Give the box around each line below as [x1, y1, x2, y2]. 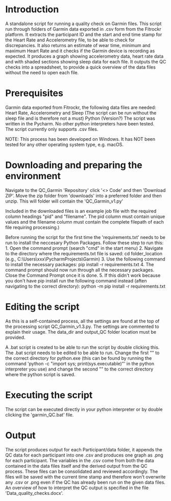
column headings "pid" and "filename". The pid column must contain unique [5, 213, 165, 220]
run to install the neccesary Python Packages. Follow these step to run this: [5, 239, 164, 246]
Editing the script [5, 301, 80, 313]
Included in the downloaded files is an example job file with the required [5, 208, 157, 214]
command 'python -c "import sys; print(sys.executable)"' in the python [5, 360, 155, 366]
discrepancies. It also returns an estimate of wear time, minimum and [5, 42, 151, 48]
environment [5, 170, 61, 182]
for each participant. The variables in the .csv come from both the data [5, 457, 154, 464]
